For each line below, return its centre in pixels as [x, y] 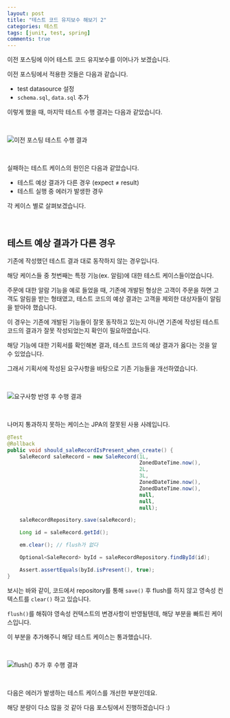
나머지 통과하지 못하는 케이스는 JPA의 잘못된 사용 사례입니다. [89, 424]
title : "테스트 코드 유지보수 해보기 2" [57, 20]
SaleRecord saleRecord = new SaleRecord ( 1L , [84, 456]
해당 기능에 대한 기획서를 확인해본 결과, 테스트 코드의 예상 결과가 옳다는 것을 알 [112, 345]
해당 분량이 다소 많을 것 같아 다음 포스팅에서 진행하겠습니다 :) [89, 707]
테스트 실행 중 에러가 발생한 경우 [60, 191]
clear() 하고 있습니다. [61, 599]
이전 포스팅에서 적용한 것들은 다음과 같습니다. [68, 74]
